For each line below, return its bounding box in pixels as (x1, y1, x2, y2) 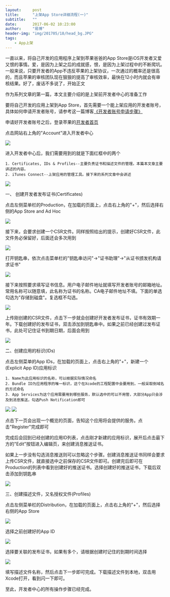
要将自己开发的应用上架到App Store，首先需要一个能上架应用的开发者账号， (5, 102, 163, 108)
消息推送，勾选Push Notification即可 (12, 397, 86, 402)
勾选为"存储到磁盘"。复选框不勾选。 (5, 294, 81, 300)
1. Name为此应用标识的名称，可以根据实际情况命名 (5, 376, 97, 381)
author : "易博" (5, 26, 45, 31)
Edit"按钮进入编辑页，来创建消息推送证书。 (16, 441, 106, 447)
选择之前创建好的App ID (5, 528, 55, 534)
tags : (5, 36, 17, 41)
